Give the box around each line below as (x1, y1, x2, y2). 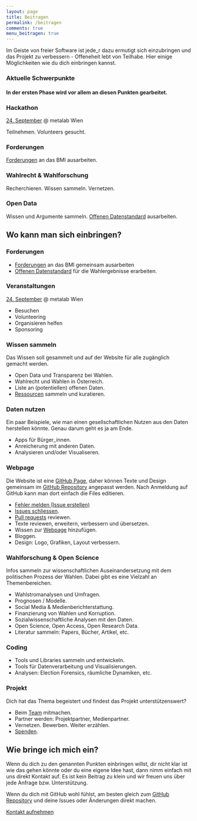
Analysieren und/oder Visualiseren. (14, 449, 100, 456)
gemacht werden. (6, 360, 49, 367)
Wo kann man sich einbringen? (6, 230, 122, 240)
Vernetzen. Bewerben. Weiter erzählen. (14, 721, 110, 728)
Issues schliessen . (14, 507, 59, 514)
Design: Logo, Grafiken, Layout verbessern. (14, 539, 121, 546)
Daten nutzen (6, 405, 46, 413)
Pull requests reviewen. (14, 513, 72, 520)
